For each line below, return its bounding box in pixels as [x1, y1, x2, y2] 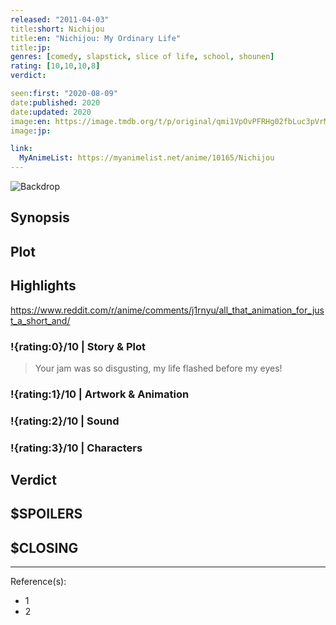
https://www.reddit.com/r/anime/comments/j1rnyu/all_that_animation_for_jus [10, 304, 325, 316]
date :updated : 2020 [10, 107, 92, 117]
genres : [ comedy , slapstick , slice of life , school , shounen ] [10, 52, 275, 62]
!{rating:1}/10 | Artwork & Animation [10, 387, 190, 401]
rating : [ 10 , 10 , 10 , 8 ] [10, 61, 101, 71]
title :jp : [10, 42, 52, 53]
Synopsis [10, 209, 70, 226]
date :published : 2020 [10, 97, 101, 108]
